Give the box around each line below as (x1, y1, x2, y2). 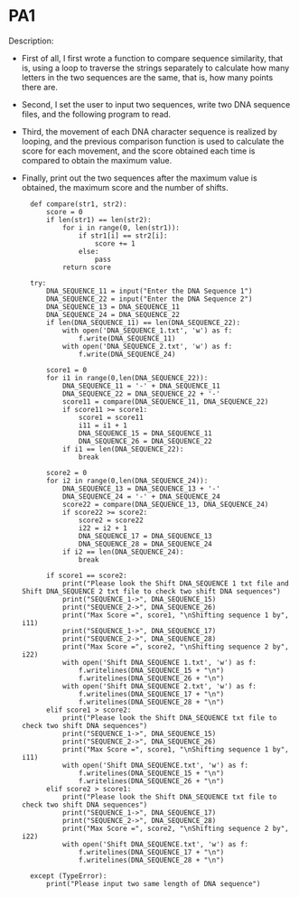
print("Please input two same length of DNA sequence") (45, 879, 261, 888)
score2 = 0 (45, 468, 88, 477)
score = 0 (45, 207, 83, 217)
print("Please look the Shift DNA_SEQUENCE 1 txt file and (61, 579, 290, 588)
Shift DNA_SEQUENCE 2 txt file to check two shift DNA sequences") (21, 586, 281, 596)
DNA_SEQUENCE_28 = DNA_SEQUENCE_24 (79, 539, 213, 548)
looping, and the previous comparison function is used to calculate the (21, 135, 285, 146)
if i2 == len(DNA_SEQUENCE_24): (61, 547, 184, 556)
